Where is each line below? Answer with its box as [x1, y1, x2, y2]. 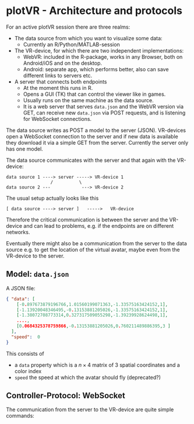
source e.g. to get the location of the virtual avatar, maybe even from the [6, 246, 180, 253]
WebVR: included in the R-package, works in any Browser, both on [23, 53, 183, 60]
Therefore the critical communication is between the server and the [6, 216, 168, 223]
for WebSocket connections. [23, 115, 92, 122]
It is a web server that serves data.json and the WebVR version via [23, 103, 184, 110]
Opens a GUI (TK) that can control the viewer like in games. [23, 91, 166, 98]
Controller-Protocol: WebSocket [6, 391, 125, 401]
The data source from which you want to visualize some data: [14, 34, 163, 41]
